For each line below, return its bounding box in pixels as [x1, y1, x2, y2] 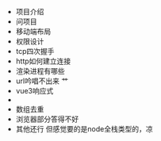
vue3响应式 [15, 86, 54, 95]
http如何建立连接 [15, 56, 71, 66]
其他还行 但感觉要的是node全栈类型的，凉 [15, 124, 153, 133]
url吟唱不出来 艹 [15, 76, 69, 86]
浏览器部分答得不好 [15, 114, 79, 124]
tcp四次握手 [15, 47, 55, 55]
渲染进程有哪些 [15, 67, 65, 75]
